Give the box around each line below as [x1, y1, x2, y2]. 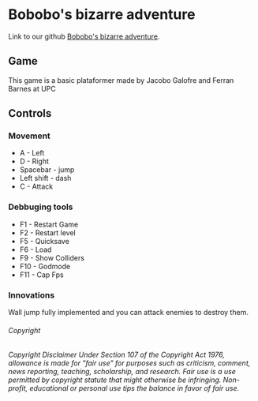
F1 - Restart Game [19, 219, 79, 229]
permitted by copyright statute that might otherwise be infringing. [8, 375, 222, 384]
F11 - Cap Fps [19, 270, 65, 279]
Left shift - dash [19, 174, 72, 183]
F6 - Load [19, 245, 52, 254]
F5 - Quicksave [19, 236, 69, 245]
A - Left [19, 148, 45, 158]
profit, [8, 384, 28, 393]
